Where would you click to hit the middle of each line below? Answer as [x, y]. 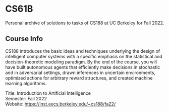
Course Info [24, 39]
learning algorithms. [26, 83]
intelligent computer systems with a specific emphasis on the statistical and [84, 56]
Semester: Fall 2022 [26, 98]
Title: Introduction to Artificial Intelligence [48, 93]
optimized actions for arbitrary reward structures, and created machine [79, 78]
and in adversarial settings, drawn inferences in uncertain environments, [80, 72]
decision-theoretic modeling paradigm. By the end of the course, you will [81, 62]
